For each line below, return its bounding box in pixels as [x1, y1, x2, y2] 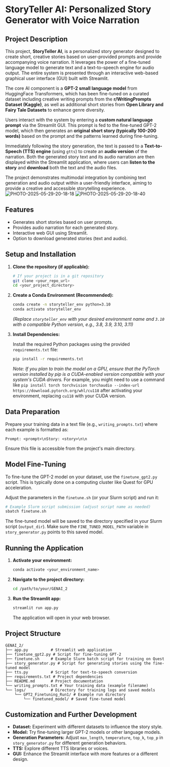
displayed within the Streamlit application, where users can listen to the [5, 159, 155, 165]
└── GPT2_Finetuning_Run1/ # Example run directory [14, 692, 126, 697]
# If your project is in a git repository [12, 273, 104, 278]
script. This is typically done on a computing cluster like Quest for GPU [5, 479, 153, 485]
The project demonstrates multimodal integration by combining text [5, 174, 146, 181]
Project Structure [5, 629, 61, 638]
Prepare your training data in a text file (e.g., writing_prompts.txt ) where [5, 421, 158, 427]
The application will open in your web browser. [12, 615, 111, 621]
